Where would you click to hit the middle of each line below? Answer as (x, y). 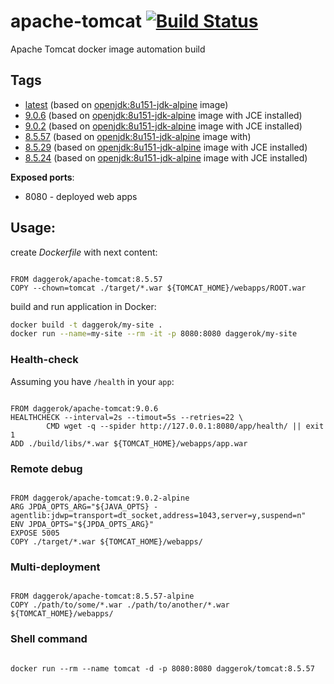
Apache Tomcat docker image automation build (108, 49)
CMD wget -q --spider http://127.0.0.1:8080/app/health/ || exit (185, 426)
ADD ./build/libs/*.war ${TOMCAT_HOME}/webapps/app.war (129, 443)
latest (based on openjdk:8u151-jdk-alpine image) (126, 104)
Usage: (33, 228)
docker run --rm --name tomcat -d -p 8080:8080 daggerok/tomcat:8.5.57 (162, 668)
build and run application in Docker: (83, 306)
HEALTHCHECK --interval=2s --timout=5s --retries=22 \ (127, 417)
